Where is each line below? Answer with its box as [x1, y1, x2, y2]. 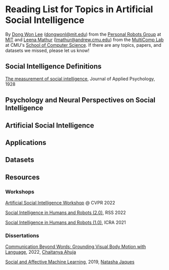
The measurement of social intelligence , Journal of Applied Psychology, [5, 75, 155, 82]
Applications [5, 138, 47, 147]
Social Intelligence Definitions [5, 62, 102, 71]
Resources [5, 173, 40, 182]
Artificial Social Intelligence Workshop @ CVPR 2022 [5, 200, 115, 205]
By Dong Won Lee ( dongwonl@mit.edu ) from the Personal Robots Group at [5, 31, 161, 37]
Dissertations [5, 232, 39, 239]
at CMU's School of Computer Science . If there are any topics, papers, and [5, 42, 162, 48]
